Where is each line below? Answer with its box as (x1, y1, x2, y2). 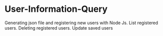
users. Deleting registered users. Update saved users (4, 25, 113, 31)
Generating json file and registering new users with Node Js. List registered (4, 20, 159, 26)
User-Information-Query (4, 3, 108, 15)
